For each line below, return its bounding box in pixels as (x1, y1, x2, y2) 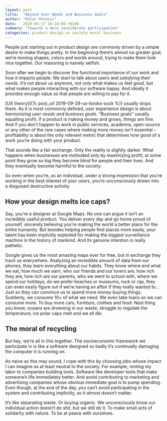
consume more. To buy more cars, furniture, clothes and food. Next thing (5, 300, 156, 306)
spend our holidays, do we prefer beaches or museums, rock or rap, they (5, 278, 156, 284)
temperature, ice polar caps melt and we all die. (5, 310, 103, 316)
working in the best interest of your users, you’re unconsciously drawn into (5, 178, 160, 184)
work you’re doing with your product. (5, 137, 81, 143)
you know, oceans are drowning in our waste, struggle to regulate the (5, 305, 148, 311)
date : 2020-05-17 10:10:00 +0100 (5, 21, 79, 26)
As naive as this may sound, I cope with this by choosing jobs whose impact (5, 358, 162, 364)
